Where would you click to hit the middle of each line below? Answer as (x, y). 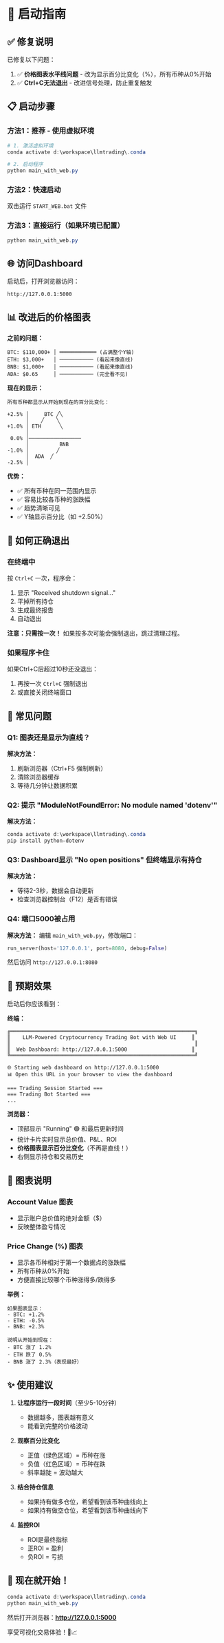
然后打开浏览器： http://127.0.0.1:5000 (62, 1617)
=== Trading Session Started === (55, 1089)
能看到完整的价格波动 (57, 1426)
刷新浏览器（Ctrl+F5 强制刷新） (62, 768)
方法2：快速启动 (34, 190)
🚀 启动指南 (37, 14)
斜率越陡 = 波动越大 (55, 1473)
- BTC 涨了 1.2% (29, 1348)
